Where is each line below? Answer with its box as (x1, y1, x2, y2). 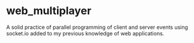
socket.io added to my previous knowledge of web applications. (6, 29, 165, 37)
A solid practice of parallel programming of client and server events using (6, 24, 188, 31)
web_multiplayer (6, 4, 92, 18)
